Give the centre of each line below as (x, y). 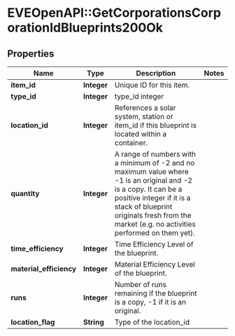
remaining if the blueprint (156, 293)
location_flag (33, 322)
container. (131, 143)
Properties (31, 54)
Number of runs (140, 285)
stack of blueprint (143, 206)
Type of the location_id (152, 322)
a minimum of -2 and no (155, 163)
